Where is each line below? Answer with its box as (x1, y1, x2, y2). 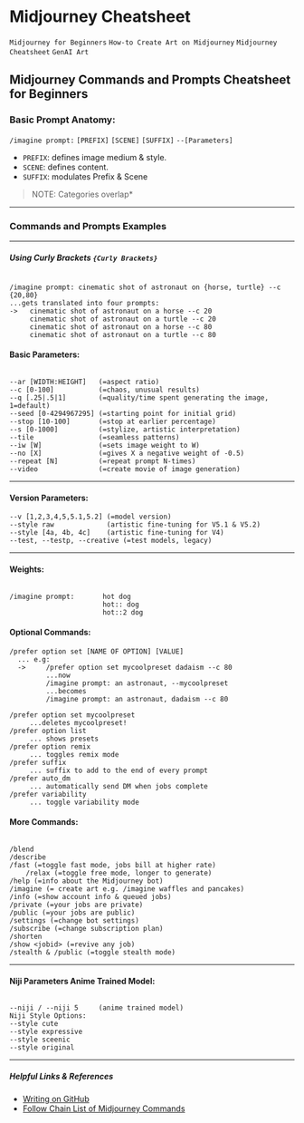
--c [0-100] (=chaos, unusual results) (9, 385, 201, 395)
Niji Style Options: (9, 1012, 88, 1021)
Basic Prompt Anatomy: (9, 113, 116, 126)
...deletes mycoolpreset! (29, 718, 128, 727)
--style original (9, 1043, 75, 1052)
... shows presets (29, 734, 100, 743)
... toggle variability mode (29, 798, 140, 807)
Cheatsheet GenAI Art (9, 47, 89, 56)
